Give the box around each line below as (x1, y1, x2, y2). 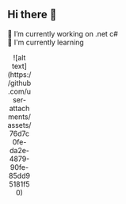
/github (7, 78, 32, 87)
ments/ (8, 112, 31, 121)
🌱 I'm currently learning (7, 37, 84, 47)
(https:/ (7, 69, 32, 79)
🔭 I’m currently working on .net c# (7, 29, 118, 38)
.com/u (7, 87, 31, 96)
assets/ (7, 120, 32, 129)
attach (9, 103, 30, 113)
